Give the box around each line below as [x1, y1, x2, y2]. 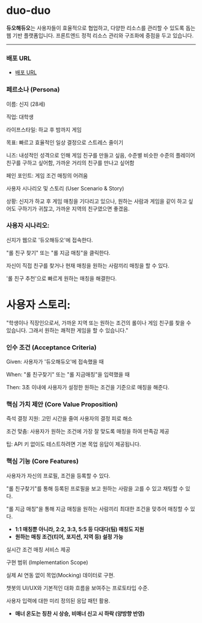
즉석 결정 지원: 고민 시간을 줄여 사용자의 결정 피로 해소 [6, 415, 133, 422]
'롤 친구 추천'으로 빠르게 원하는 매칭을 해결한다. [6, 275, 117, 282]
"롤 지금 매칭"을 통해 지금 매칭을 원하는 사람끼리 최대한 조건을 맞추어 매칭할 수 [6, 505, 189, 512]
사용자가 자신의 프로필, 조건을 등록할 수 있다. [6, 472, 111, 479]
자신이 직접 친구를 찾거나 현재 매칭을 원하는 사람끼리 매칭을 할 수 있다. [6, 261, 170, 269]
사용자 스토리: [6, 298, 71, 312]
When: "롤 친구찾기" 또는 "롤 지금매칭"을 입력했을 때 [6, 371, 130, 378]
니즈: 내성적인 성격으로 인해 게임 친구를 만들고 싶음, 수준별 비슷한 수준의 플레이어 [6, 151, 195, 158]
